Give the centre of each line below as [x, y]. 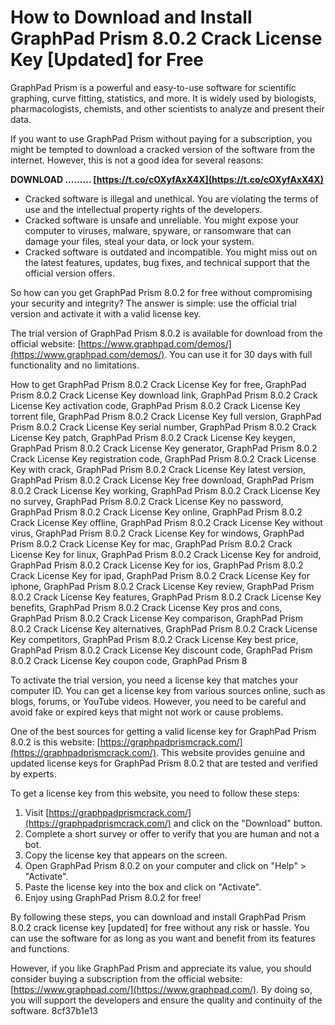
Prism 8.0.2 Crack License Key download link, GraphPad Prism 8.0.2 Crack [164, 395]
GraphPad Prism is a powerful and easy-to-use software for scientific [153, 87]
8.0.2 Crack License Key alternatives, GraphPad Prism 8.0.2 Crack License [164, 628]
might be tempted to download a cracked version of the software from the [163, 149]
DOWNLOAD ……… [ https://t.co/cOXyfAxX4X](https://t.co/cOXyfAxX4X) [167, 179]
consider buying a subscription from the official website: [126, 978]
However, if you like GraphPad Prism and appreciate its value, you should [161, 968]
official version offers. [70, 273]
